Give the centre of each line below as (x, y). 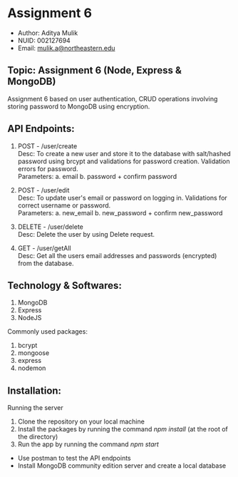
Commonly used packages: (47, 332)
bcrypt (27, 345)
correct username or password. (64, 205)
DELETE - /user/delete (51, 227)
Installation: (35, 390)
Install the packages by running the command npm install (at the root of (123, 429)
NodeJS (30, 318)
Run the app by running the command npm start (88, 444)
